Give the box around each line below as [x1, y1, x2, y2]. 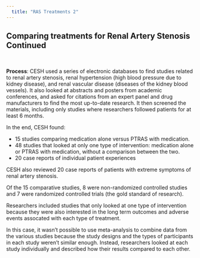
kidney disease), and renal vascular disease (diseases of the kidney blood [6, 80, 188, 87]
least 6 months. [6, 112, 45, 120]
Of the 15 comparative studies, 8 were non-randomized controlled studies [6, 184, 188, 192]
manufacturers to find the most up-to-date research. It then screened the [6, 99, 186, 107]
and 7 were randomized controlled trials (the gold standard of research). [6, 190, 184, 198]
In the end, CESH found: [6, 124, 66, 131]
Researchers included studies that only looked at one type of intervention [6, 202, 187, 210]
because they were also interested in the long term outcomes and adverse [6, 208, 189, 215]
